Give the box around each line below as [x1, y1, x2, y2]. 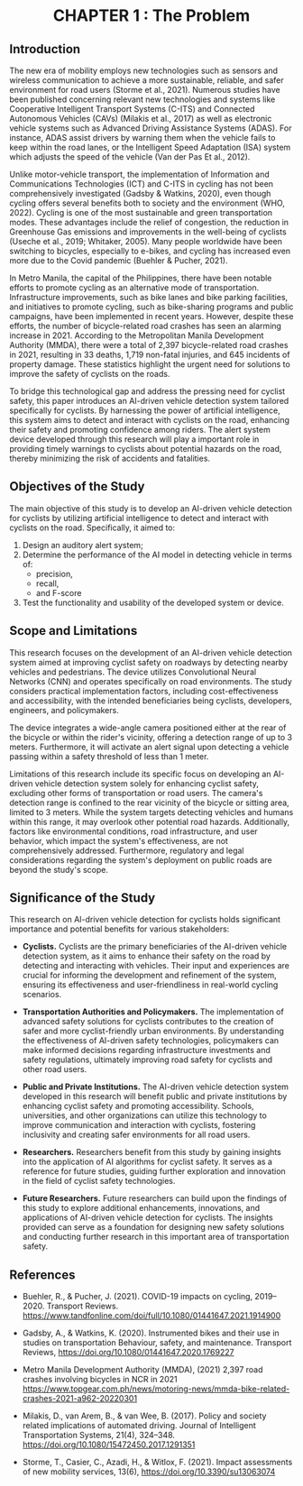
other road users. [22, 1064, 87, 1075]
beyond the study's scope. [9, 864, 109, 875]
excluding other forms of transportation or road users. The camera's [9, 787, 263, 798]
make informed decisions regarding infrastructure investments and [22, 1045, 271, 1056]
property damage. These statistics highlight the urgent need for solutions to [9, 359, 290, 370]
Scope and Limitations [9, 623, 138, 638]
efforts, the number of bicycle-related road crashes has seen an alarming [9, 321, 282, 331]
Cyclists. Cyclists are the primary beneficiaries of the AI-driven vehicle [22, 941, 287, 952]
